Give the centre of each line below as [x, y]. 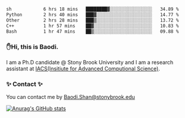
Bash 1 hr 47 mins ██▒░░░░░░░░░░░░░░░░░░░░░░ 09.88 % [92, 31]
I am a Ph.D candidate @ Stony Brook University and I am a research [90, 62]
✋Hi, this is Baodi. [32, 47]
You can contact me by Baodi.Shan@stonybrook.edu [71, 97]
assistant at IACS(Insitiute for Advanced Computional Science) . [83, 69]
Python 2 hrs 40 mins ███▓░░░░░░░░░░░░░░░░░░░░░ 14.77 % [92, 15]
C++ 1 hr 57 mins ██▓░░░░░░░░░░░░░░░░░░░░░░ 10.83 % [92, 26]
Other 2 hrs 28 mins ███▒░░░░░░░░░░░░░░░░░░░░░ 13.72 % [92, 20]
